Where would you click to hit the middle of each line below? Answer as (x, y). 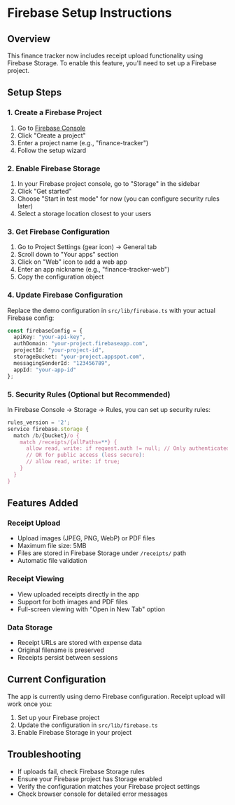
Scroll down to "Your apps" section (68, 255)
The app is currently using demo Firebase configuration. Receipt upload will (116, 696)
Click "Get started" (44, 191)
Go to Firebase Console (51, 128)
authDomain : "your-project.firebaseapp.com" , (81, 344)
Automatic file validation (52, 561)
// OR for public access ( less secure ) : (85, 455)
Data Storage (30, 627)
